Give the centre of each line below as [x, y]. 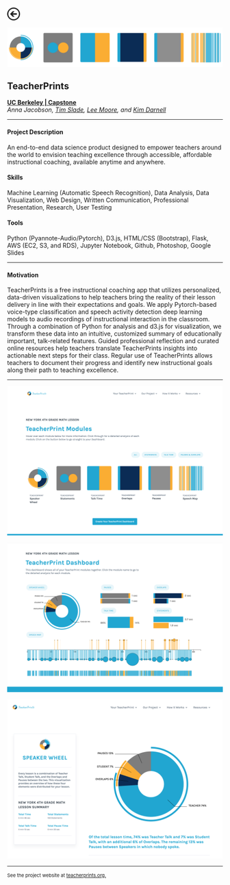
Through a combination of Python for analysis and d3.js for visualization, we [114, 327]
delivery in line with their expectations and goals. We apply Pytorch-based [112, 305]
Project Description [35, 132]
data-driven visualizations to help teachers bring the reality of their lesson [111, 297]
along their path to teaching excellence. [63, 370]
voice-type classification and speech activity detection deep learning [105, 312]
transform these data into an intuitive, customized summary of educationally [115, 334]
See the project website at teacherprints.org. [57, 875]
